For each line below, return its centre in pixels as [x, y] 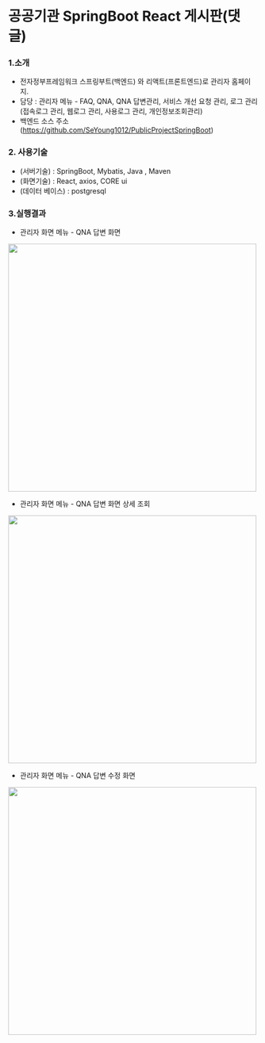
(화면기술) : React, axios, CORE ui [73, 181]
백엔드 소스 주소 [44, 121]
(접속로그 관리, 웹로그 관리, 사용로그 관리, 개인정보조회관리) [111, 111]
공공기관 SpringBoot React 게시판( [118, 16]
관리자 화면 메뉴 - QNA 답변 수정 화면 [78, 776]
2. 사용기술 [28, 152]
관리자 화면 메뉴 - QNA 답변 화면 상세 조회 [85, 504]
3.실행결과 [27, 213]
